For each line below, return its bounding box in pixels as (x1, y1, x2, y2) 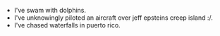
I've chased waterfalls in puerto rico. (13, 21, 121, 29)
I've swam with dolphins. (13, 6, 87, 14)
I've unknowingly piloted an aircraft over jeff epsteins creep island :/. (13, 13, 213, 22)
